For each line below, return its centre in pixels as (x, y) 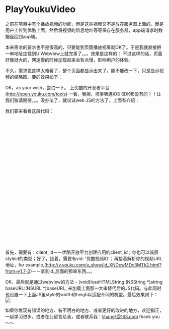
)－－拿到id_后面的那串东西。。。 (62, 271)
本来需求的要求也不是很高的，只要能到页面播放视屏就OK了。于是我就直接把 (83, 47)
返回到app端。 (25, 36)
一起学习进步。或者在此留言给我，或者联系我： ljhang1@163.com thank (78, 316)
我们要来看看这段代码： (29, 111)
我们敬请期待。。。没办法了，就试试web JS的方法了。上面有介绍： (72, 100)
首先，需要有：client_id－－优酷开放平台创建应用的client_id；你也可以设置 (82, 252)
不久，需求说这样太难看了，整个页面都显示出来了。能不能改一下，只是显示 (82, 70)
